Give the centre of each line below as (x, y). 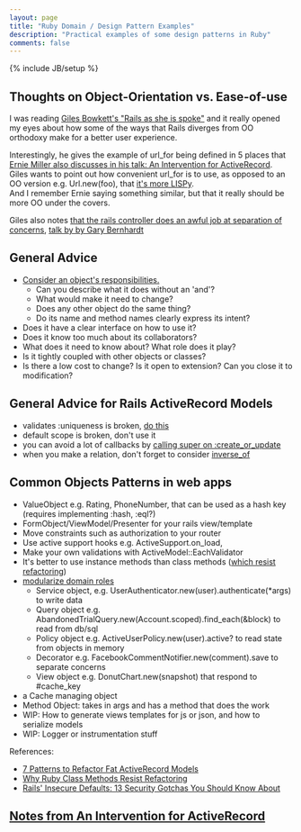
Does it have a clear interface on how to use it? (109, 327)
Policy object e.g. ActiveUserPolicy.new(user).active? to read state (159, 638)
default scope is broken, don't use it (89, 435)
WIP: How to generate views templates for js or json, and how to (141, 714)
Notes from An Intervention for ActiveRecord (137, 816)
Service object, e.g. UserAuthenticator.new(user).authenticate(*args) (164, 590)
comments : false (40, 43)
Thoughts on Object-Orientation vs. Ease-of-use (148, 97)
